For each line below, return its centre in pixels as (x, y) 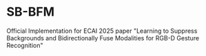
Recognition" (25, 45)
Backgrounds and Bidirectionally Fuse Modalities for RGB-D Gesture (103, 38)
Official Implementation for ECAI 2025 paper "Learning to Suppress (102, 31)
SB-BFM (31, 12)
